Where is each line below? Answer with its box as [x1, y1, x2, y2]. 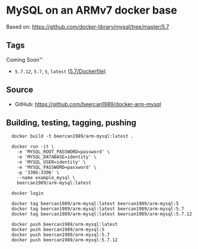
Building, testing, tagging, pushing [6, 117, 136, 127]
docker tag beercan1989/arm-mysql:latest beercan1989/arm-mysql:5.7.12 [11, 211, 193, 217]
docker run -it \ [11, 143, 55, 150]
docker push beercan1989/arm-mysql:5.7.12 [11, 237, 118, 243]
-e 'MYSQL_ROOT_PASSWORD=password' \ [17, 149, 110, 155]
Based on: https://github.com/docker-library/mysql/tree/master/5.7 [6, 23, 170, 30]
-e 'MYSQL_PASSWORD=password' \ [17, 164, 97, 171]
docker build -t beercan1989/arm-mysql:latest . [11, 133, 134, 139]
